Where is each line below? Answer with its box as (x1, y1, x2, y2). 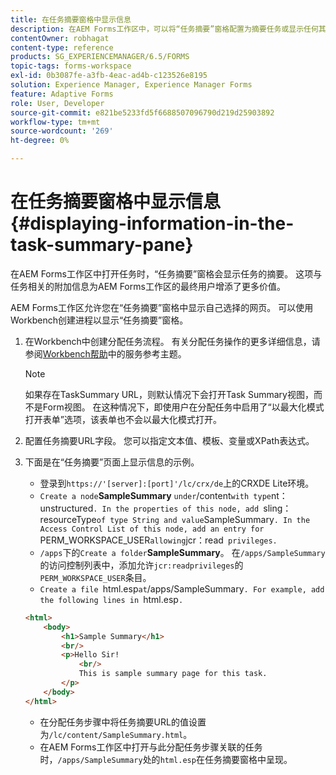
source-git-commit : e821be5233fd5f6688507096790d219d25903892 (10, 107, 275, 118)
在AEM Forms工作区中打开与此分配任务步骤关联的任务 (39, 741, 263, 753)
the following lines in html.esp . (39, 593, 184, 605)
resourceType (39, 513, 97, 525)
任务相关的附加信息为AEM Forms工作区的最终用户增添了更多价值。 (10, 280, 286, 292)
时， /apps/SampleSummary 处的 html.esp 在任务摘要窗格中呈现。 (39, 753, 293, 765)
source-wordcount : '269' (10, 126, 114, 136)
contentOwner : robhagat (10, 33, 110, 43)
